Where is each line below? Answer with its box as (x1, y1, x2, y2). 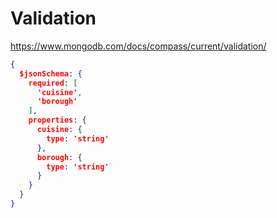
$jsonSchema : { (19, 68, 83, 79)
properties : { (28, 115, 87, 126)
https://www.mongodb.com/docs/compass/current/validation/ (10, 40, 267, 52)
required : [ (28, 78, 78, 88)
